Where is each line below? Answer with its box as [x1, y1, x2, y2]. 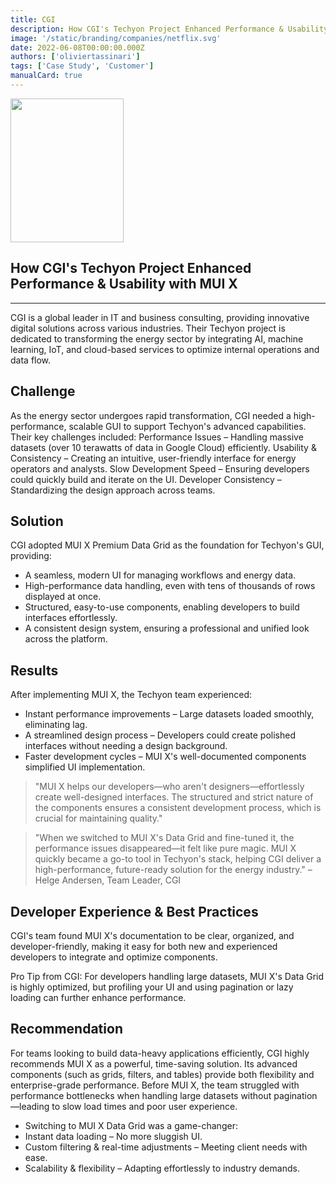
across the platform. [24, 633, 108, 645]
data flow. [10, 354, 52, 366]
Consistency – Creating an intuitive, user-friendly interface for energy [10, 452, 297, 464]
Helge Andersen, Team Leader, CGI [34, 874, 182, 886]
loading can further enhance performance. [10, 991, 187, 1003]
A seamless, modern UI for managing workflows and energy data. [24, 569, 297, 581]
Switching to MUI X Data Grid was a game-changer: [24, 1119, 238, 1131]
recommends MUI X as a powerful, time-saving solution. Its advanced [10, 1057, 298, 1070]
